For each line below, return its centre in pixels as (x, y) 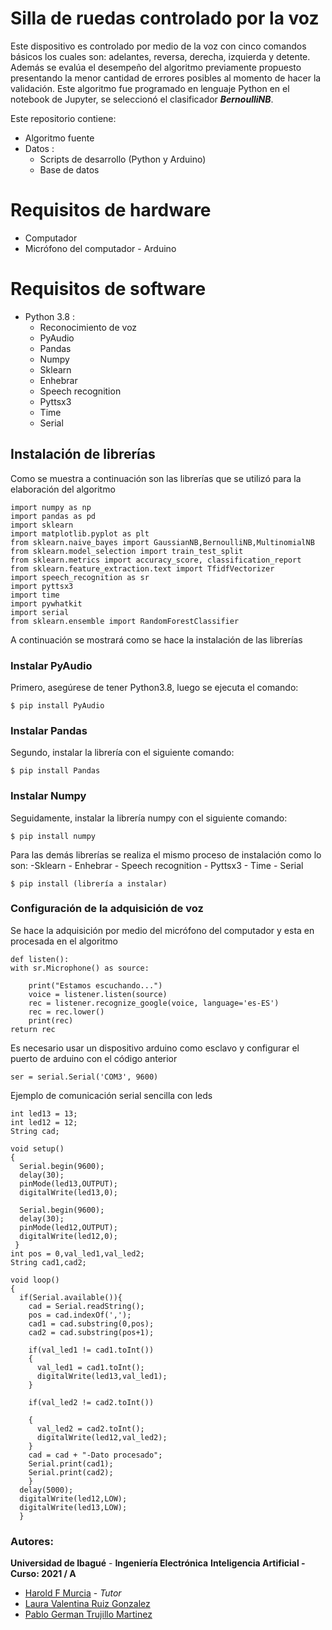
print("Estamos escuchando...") (95, 985)
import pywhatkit (46, 603)
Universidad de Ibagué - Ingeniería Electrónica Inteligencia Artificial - (158, 1563)
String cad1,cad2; (48, 1262)
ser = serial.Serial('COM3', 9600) (84, 1077)
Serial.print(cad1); (71, 1463)
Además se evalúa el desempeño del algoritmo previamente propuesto (156, 67)
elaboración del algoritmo (63, 489)
